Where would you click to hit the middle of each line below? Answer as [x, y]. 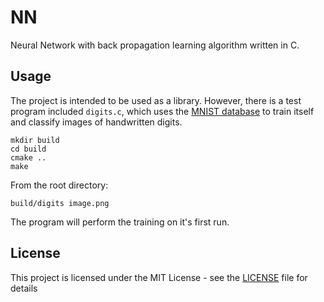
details [24, 288]
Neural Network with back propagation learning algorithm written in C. [155, 45]
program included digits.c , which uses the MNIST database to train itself [162, 111]
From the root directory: [59, 185]
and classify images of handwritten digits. [96, 122]
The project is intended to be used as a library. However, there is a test [156, 100]
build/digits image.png [60, 203]
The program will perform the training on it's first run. [120, 222]
